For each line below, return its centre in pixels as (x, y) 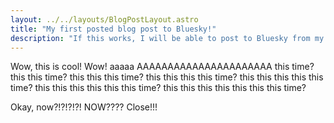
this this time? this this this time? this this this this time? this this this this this (167, 77)
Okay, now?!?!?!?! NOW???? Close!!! (84, 107)
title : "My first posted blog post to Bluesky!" (113, 29)
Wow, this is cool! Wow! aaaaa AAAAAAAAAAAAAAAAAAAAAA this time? (162, 67)
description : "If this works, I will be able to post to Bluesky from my (167, 38)
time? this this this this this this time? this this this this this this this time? (158, 88)
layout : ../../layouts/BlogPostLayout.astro (104, 19)
